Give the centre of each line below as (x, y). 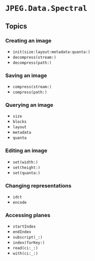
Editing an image (26, 151)
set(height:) (26, 167)
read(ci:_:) (25, 248)
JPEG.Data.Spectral (46, 8)
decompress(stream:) (34, 57)
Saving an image (26, 76)
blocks (20, 122)
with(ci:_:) (25, 254)
